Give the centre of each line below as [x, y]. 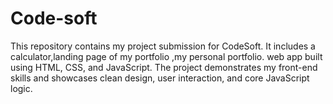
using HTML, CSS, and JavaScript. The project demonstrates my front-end [164, 67]
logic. [21, 88]
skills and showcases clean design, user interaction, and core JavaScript [160, 78]
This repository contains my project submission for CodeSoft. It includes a [163, 46]
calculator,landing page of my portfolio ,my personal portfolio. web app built [166, 56]
